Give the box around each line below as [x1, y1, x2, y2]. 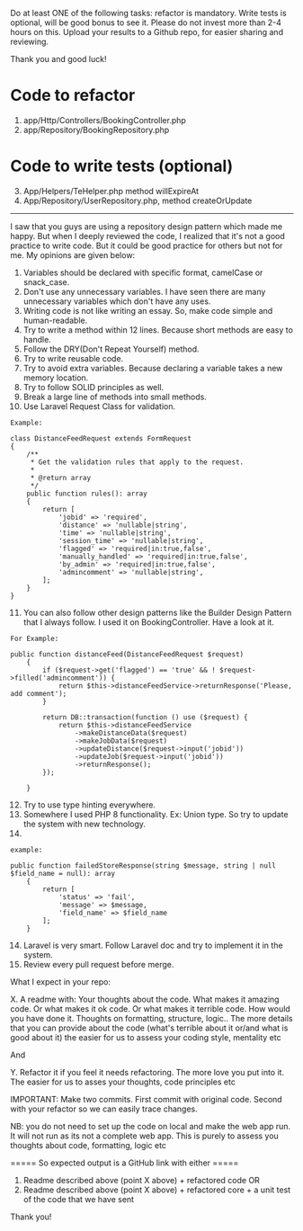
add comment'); [10, 689, 67, 698]
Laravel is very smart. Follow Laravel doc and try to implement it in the [22, 940, 283, 950]
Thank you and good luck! [10, 54, 107, 64]
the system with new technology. [22, 818, 147, 829]
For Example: [10, 634, 59, 643]
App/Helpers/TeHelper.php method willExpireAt [22, 185, 200, 196]
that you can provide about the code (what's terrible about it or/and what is [10, 1022, 289, 1033]
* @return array [30, 473, 92, 482]
